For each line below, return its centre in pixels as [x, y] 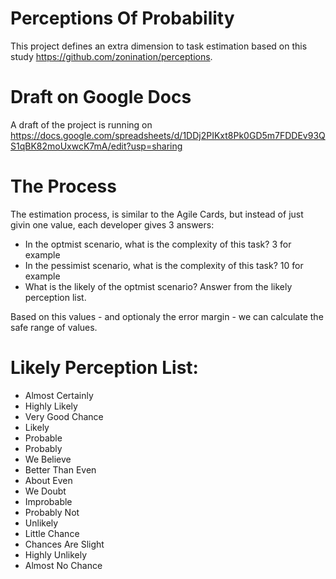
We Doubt [45, 491]
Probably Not [52, 512]
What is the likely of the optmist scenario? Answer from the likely [158, 286]
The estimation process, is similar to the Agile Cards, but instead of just [157, 214]
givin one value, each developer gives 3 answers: [112, 224]
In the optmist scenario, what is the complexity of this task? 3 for [158, 244]
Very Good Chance [64, 416]
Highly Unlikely [56, 554]
